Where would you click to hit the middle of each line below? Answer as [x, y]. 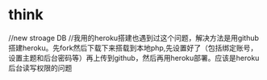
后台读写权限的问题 [40, 68]
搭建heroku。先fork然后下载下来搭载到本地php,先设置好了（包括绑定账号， [133, 48]
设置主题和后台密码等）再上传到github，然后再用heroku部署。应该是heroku [134, 58]
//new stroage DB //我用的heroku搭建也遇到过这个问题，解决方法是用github [134, 38]
